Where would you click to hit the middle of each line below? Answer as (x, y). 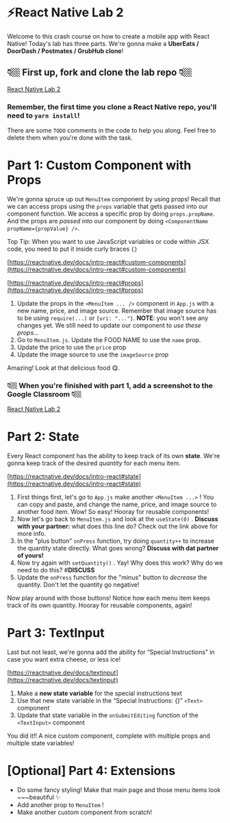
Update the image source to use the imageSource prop (93, 354)
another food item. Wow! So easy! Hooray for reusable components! (113, 512)
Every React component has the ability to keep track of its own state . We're (114, 456)
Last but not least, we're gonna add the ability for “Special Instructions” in (111, 652)
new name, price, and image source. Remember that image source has (117, 311)
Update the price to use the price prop (72, 347)
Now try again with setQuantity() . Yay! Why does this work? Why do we (120, 563)
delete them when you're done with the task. (70, 138)
